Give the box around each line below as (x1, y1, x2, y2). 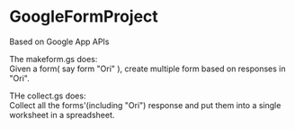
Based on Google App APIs (9, 36, 110, 47)
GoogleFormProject (9, 6, 159, 27)
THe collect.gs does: (9, 90, 86, 101)
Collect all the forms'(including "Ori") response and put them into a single (9, 99, 282, 110)
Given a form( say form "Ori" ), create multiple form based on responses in (9, 63, 286, 74)
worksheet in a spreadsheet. (9, 109, 115, 120)
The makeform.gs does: (9, 53, 98, 64)
